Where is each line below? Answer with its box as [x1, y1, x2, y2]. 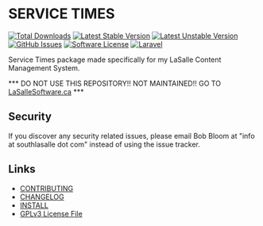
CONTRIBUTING [19, 183, 74, 193]
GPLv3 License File [19, 209, 83, 218]
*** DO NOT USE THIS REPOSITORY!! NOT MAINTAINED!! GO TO [8, 79, 221, 88]
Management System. [8, 63, 80, 72]
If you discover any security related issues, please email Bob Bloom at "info [8, 131, 256, 140]
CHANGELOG [19, 192, 65, 201]
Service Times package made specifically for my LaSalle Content [8, 55, 222, 64]
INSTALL [19, 200, 49, 210]
